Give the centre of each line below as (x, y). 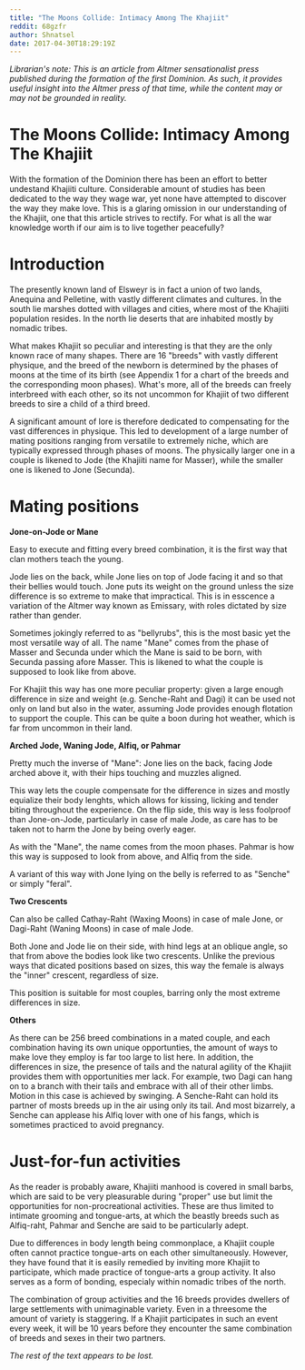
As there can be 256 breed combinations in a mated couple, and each (140, 1038)
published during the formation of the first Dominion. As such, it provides (146, 79)
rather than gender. (45, 616)
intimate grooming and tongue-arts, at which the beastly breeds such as (144, 1216)
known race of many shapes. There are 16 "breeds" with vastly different (144, 356)
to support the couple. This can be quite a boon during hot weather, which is (152, 719)
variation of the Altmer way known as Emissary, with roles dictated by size (148, 606)
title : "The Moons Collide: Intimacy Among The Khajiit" (119, 18)
